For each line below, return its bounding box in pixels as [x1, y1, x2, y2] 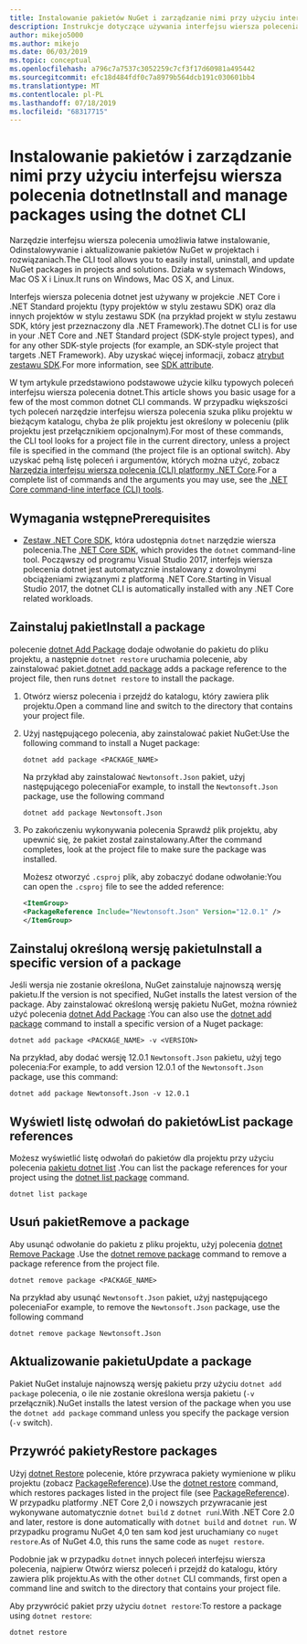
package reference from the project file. [9, 1258, 160, 1269]
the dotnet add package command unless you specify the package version [9, 1407, 290, 1418]
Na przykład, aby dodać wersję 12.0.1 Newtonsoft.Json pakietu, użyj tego [9, 1052, 281, 1063]
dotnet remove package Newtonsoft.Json [9, 1329, 162, 1338]
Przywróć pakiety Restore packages [9, 1444, 217, 1459]
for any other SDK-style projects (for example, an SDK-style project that [9, 340, 279, 351]
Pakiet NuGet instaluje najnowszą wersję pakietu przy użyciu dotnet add [9, 1378, 281, 1389]
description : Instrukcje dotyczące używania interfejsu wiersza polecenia [9, 22, 301, 31]
